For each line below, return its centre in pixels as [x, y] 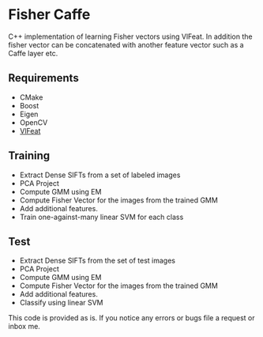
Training [29, 156]
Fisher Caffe [49, 15]
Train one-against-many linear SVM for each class [101, 217]
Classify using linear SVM [61, 303]
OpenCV [34, 122]
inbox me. [24, 327]
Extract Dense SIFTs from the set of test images [98, 261]
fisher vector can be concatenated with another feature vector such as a [126, 44]
